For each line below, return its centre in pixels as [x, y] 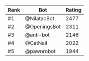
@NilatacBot [39, 18]
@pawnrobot [40, 51]
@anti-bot [37, 35]
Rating [74, 10]
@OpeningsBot [43, 26]
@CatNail [36, 43]
